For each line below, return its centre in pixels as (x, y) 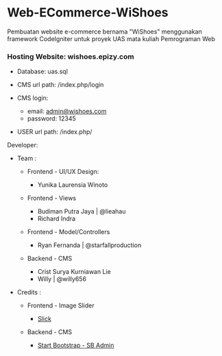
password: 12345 (52, 118)
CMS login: (33, 98)
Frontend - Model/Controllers (69, 232)
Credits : (29, 292)
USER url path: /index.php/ (54, 132)
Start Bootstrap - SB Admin (76, 345)
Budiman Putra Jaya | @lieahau (82, 212)
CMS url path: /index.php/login (60, 85)
